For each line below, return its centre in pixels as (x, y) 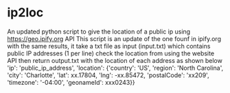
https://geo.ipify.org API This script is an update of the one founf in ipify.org (114, 38)
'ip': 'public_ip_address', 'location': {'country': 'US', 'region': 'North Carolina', (115, 68)
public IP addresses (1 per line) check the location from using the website (111, 53)
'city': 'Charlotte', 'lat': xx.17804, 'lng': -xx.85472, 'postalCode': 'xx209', (108, 75)
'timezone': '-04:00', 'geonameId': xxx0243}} (71, 82)
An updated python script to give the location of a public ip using (99, 31)
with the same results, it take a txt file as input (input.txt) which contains (109, 46)
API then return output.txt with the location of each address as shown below (115, 60)
